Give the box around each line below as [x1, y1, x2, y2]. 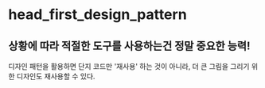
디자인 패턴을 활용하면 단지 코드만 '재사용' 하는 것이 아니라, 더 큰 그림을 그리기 [8, 62, 250, 71]
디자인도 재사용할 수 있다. [16, 71, 95, 81]
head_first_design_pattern [8, 6, 187, 24]
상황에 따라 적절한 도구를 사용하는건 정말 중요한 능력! [8, 39, 251, 52]
